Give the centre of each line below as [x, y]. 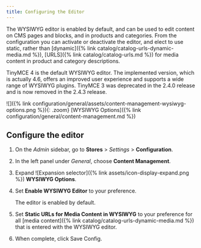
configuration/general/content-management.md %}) [71, 116]
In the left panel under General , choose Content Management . [93, 161]
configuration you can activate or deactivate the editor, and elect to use [95, 42]
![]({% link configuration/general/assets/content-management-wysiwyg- [96, 104]
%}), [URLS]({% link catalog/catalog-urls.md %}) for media [105, 54]
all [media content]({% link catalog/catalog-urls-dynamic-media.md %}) [104, 221]
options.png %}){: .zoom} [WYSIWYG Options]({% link [74, 110]
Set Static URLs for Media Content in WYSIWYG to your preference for [104, 214]
